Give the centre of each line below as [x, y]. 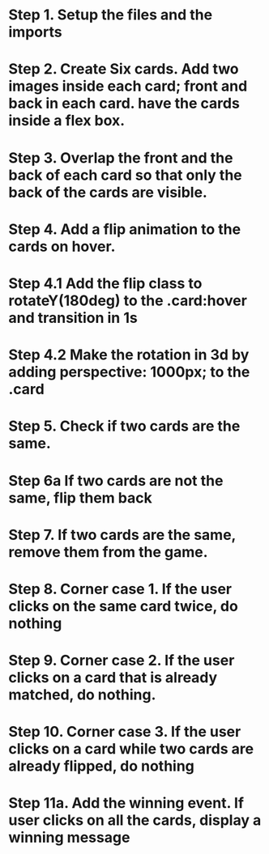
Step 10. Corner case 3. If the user [125, 732]
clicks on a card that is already [113, 678]
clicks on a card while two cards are [131, 749]
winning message [69, 837]
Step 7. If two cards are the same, [122, 535]
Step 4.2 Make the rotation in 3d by [129, 355]
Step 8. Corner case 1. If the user [120, 589]
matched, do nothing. [82, 695]
